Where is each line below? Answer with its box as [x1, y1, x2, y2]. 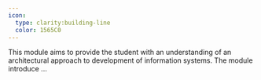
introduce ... [8, 64, 47, 74]
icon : [8, 11, 26, 20]
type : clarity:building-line [15, 19, 111, 27]
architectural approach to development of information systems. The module [8, 56, 253, 65]
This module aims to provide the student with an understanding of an [8, 48, 232, 57]
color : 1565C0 [15, 26, 61, 34]
